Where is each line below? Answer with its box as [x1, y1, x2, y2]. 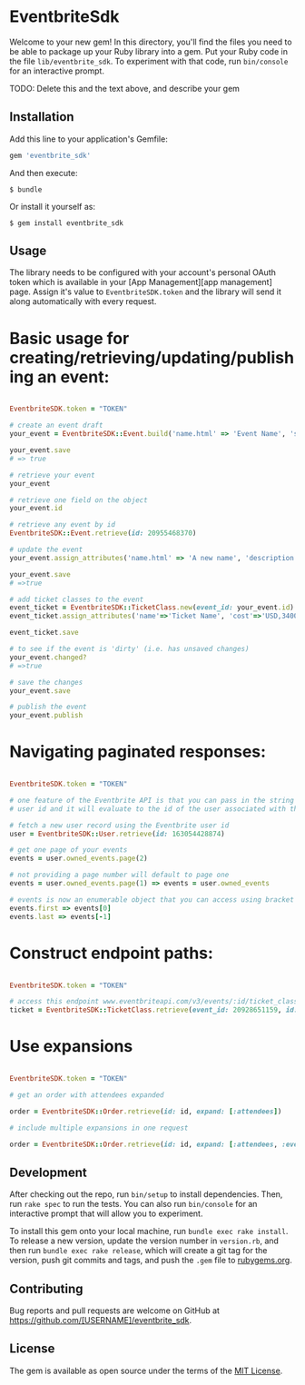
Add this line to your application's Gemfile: [9, 134, 168, 144]
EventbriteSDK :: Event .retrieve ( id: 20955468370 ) [9, 529, 197, 538]
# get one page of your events [9, 846, 128, 855]
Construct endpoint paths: [9, 943, 213, 964]
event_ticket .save [9, 628, 79, 638]
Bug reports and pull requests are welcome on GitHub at [9, 1305, 221, 1316]
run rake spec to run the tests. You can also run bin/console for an [9, 1199, 258, 1210]
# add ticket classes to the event [9, 595, 144, 604]
